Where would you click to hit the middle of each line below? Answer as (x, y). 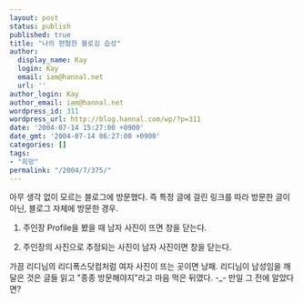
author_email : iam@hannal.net (67, 102)
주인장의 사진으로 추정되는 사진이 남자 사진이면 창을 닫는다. (127, 247)
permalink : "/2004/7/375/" (61, 170)
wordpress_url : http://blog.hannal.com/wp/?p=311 (106, 119)
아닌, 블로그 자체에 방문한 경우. (64, 208)
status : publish (40, 26)
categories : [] (38, 145)
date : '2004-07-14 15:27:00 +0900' (77, 128)
